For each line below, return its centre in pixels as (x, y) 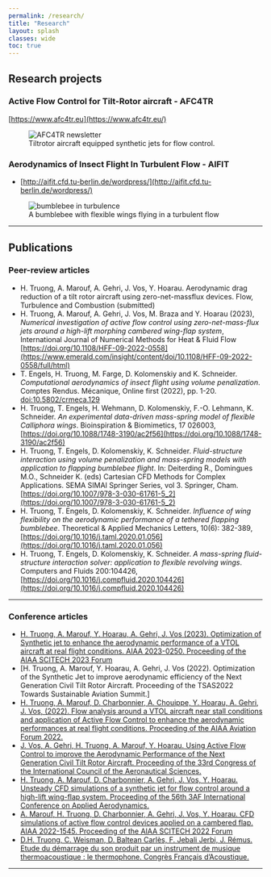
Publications (41, 247)
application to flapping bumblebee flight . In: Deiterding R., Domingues (136, 468)
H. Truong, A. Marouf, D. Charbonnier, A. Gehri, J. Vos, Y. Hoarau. (129, 780)
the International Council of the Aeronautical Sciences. (110, 771)
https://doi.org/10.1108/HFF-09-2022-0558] (95, 348)
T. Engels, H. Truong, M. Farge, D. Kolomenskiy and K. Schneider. (129, 374)
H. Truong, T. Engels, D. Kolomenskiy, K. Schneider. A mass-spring (131, 553)
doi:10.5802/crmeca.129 (60, 399)
